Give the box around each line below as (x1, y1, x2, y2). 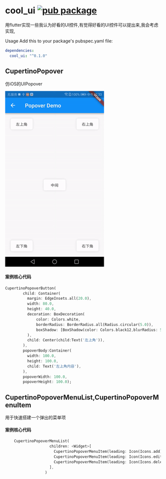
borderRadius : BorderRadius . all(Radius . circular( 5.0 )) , (36, 322, 154, 327)
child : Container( (23, 291, 61, 296)
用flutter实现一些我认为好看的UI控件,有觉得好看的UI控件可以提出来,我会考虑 (5, 22, 159, 28)
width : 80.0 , (27, 301, 54, 306)
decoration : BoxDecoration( (27, 312, 85, 317)
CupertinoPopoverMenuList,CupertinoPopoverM (5, 393, 159, 401)
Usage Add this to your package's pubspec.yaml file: (5, 38, 113, 44)
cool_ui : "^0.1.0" (9, 53, 48, 58)
